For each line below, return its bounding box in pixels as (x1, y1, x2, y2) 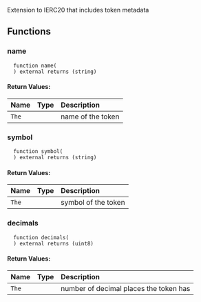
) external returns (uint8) (13, 240, 94, 247)
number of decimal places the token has (61, 283, 191, 293)
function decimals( (13, 234, 70, 241)
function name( (13, 62, 57, 69)
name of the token (61, 112, 120, 121)
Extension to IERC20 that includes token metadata (7, 6, 149, 14)
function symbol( (13, 148, 63, 155)
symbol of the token (61, 198, 125, 208)
